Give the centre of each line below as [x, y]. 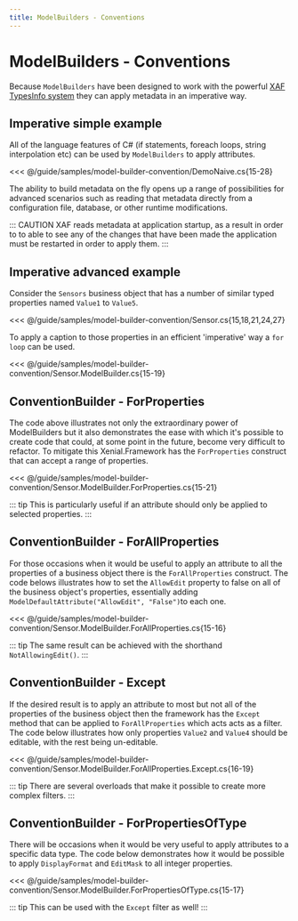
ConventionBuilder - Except [88, 683]
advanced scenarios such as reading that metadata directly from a [131, 198]
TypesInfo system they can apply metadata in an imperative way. [128, 95]
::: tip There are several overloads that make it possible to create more [137, 786]
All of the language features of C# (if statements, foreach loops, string [138, 145]
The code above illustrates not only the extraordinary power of [124, 423]
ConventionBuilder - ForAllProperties [114, 542]
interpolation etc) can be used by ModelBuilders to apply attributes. [133, 154]
